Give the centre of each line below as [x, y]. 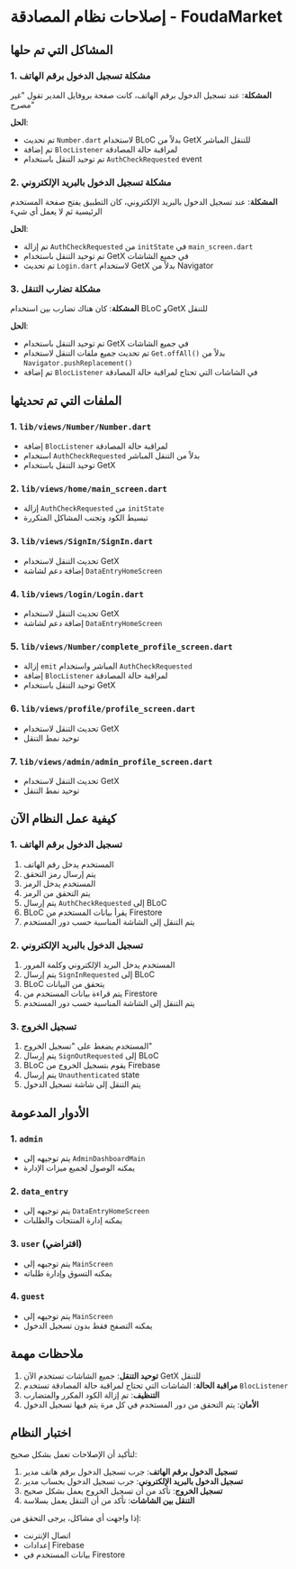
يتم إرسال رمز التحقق [60, 873]
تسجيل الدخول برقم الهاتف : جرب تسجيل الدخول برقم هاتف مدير [130, 1472]
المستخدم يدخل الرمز [59, 883]
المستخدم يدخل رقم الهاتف [69, 864]
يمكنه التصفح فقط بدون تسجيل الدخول [88, 1325]
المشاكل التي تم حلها [62, 50]
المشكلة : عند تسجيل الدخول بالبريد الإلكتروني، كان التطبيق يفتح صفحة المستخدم [144, 202]
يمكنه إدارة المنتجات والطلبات [73, 1221]
